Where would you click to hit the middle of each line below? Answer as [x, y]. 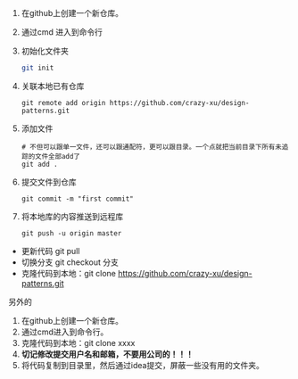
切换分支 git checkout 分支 [70, 262]
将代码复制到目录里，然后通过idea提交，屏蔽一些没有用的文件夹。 [142, 365]
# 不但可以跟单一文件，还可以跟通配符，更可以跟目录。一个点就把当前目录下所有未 [151, 147]
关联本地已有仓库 [53, 86]
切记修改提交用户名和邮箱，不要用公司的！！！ [107, 354]
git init [37, 68]
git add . [40, 164]
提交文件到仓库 [49, 182]
